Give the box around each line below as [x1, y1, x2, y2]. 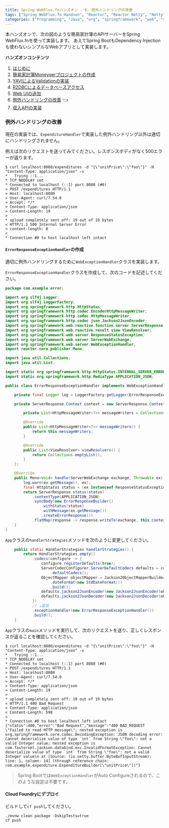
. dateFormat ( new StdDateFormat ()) [50, 580, 123, 585]
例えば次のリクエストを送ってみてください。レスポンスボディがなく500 [5, 148, 154, 154]
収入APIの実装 [12, 105, 42, 111]
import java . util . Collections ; [5, 355, 71, 361]
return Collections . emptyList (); [32, 452, 102, 457]
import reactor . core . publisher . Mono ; [5, 346, 84, 351]
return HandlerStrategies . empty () [23, 551, 96, 557]
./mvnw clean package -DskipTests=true [5, 813, 89, 818]
